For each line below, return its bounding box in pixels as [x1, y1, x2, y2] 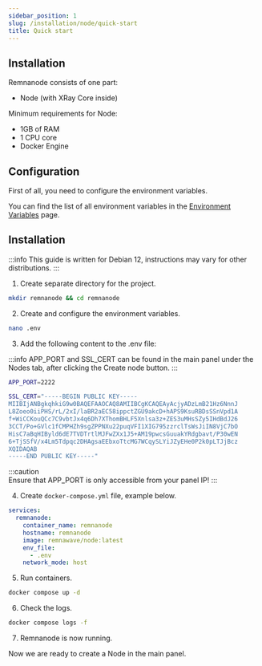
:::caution [8, 467, 40, 477]
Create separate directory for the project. [19, 278, 156, 288]
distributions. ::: [8, 262, 60, 273]
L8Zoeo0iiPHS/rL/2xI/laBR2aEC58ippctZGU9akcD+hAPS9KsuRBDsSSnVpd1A [8, 408, 239, 416]
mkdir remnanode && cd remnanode [8, 294, 120, 302]
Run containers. [19, 573, 72, 583]
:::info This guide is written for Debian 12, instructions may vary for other [8, 254, 247, 264]
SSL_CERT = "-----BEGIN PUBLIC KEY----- [8, 392, 138, 401]
